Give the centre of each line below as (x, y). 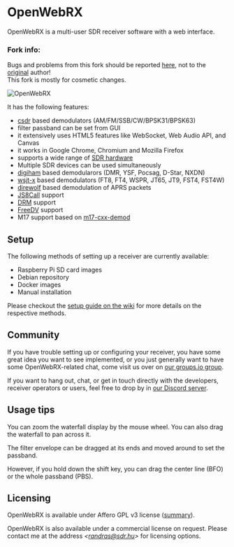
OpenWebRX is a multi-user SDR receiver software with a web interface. (111, 32)
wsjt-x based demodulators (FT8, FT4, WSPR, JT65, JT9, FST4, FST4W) (121, 180)
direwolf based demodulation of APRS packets (84, 188)
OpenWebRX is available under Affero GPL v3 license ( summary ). (101, 515)
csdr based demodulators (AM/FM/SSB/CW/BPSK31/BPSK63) (106, 120)
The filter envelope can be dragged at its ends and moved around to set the (116, 448)
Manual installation (44, 292)
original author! (29, 72)
